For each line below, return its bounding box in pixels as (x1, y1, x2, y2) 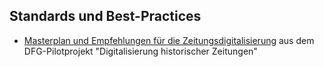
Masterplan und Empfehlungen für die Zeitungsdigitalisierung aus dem (23, 34, 315, 46)
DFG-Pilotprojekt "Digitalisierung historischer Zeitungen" (23, 45, 258, 57)
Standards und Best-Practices (9, 8, 202, 25)
